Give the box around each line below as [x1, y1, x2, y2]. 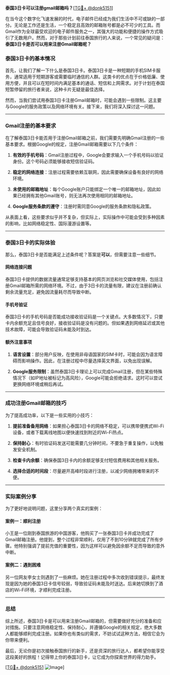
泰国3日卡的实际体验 [5, 239, 56, 246]
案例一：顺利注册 [5, 518, 41, 524]
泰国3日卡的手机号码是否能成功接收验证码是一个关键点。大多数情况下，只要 [5, 314, 163, 320]
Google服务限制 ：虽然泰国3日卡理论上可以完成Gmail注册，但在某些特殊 [12, 368, 163, 374]
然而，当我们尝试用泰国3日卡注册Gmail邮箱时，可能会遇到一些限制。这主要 [5, 97, 162, 103]
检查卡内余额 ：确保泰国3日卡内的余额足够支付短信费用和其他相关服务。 [12, 457, 162, 463]
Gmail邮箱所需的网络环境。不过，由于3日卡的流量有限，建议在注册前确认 [9, 282, 162, 289]
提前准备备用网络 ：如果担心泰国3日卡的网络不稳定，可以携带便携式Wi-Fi [12, 423, 164, 429]
